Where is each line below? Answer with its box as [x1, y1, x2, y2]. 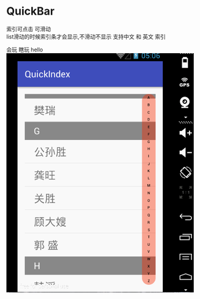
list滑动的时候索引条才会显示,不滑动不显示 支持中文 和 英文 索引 [6, 32, 166, 40]
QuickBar [6, 4, 55, 18]
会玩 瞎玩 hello [6, 46, 43, 53]
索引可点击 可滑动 [6, 25, 51, 32]
